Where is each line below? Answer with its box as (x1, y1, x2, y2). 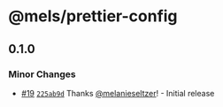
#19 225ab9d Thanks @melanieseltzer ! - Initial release (20, 88, 215, 98)
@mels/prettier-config (8, 6, 178, 27)
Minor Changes (8, 68, 76, 80)
